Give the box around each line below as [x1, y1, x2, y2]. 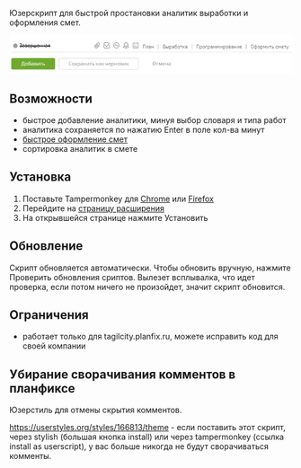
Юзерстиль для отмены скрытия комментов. [9, 404, 182, 416]
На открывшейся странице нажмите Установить [22, 212, 208, 223]
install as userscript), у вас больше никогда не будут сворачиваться [9, 441, 270, 452]
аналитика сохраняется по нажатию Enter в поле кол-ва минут [22, 124, 265, 135]
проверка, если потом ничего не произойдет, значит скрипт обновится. [9, 281, 286, 292]
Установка [9, 170, 72, 185]
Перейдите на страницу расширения [22, 202, 164, 214]
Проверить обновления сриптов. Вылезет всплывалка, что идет [9, 271, 256, 282]
